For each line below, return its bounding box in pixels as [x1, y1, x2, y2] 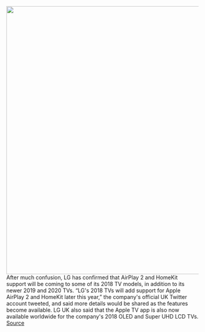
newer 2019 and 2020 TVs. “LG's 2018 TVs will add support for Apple [6, 287, 181, 294]
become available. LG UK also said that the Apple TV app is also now [6, 306, 179, 314]
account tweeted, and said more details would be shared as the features [6, 300, 188, 307]
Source [6, 319, 24, 326]
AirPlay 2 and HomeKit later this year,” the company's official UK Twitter [6, 293, 187, 300]
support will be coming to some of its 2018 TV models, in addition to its [6, 281, 185, 287]
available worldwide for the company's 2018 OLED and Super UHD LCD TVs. [6, 313, 199, 320]
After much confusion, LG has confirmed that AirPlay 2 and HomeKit [6, 274, 178, 281]
